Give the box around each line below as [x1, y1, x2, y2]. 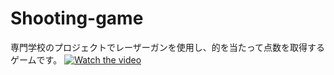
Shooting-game [10, 7, 144, 30]
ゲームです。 [10, 53, 63, 66]
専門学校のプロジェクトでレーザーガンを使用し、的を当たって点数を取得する [10, 41, 326, 53]
